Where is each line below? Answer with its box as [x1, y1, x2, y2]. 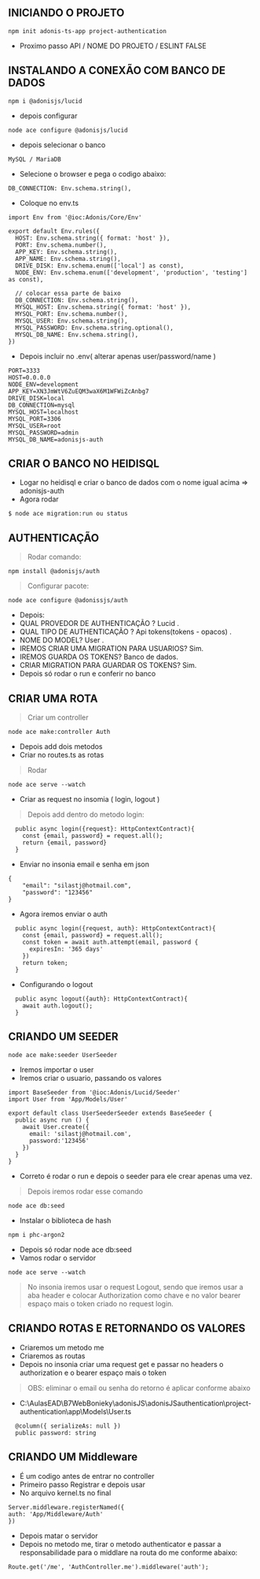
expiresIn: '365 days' [28, 945, 104, 953]
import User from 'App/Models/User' [8, 1095, 128, 1103]
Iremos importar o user [19, 1064, 94, 1074]
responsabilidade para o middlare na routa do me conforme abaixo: [19, 1547, 238, 1557]
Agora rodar [19, 494, 59, 504]
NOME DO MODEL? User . [19, 635, 104, 645]
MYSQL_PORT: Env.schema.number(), [15, 310, 128, 318]
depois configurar [19, 110, 78, 121]
